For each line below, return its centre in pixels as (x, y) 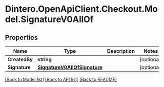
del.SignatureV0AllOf (49, 19)
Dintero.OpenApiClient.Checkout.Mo (82, 9)
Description (121, 51)
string (45, 59)
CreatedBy (20, 59)
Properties (21, 37)
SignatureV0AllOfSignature (70, 67)
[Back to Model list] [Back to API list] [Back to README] (61, 79)
